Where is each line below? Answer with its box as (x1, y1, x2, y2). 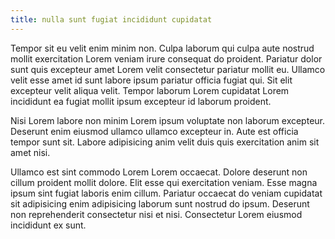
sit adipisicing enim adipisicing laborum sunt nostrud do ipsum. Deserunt (10, 197, 310, 210)
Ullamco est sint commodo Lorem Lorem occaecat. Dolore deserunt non (10, 166, 308, 178)
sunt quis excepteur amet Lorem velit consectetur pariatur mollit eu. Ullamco (10, 63, 326, 75)
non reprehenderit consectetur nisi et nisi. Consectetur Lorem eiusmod (10, 208, 303, 220)
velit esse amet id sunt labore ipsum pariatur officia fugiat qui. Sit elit (10, 74, 293, 86)
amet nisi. (10, 146, 51, 158)
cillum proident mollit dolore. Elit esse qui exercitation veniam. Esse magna (10, 176, 318, 188)
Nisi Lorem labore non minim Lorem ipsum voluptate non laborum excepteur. (10, 114, 326, 126)
